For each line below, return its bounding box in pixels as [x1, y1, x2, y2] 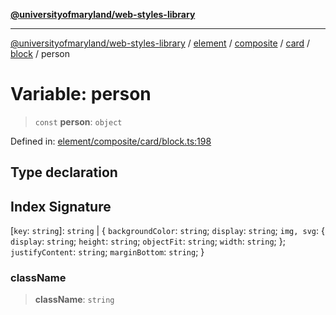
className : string [34, 294, 115, 306]
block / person [10, 48, 71, 59]
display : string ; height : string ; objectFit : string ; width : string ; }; [10, 235, 286, 248]
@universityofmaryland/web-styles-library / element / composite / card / [10, 37, 311, 49]
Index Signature [10, 198, 112, 215]
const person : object [34, 115, 123, 128]
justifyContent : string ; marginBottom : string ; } [10, 246, 205, 258]
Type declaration [10, 164, 118, 181]
